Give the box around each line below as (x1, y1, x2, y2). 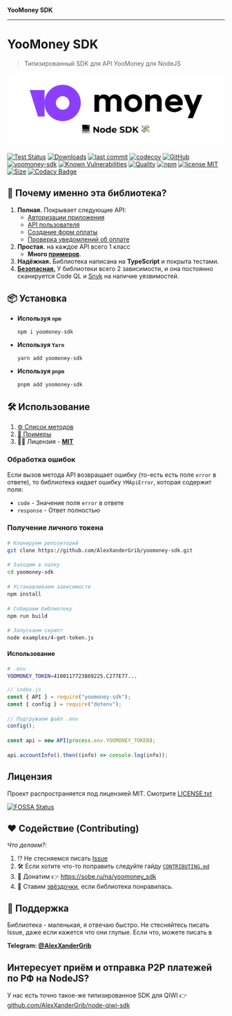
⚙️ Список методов (17, 423, 74, 431)
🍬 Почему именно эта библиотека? (7, 187, 167, 199)
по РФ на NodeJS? (7, 972, 90, 984)
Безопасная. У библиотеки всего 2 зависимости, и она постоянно (17, 264, 213, 272)
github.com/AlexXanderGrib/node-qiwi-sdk (7, 1001, 130, 1009)
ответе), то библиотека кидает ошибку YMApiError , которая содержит (7, 478, 212, 486)
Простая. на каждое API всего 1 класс (17, 242, 131, 251)
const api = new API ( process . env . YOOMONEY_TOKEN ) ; (7, 737, 156, 744)
